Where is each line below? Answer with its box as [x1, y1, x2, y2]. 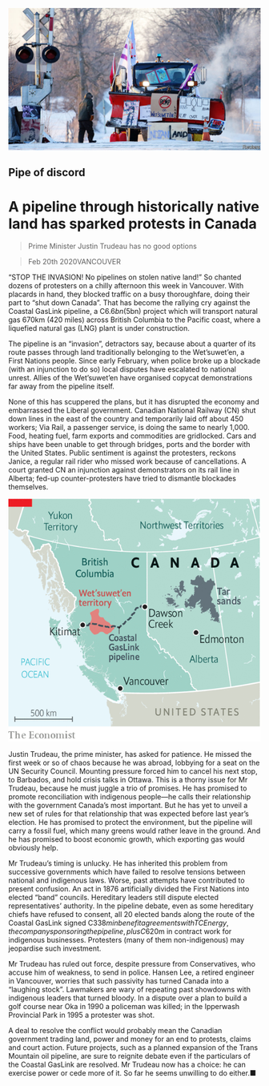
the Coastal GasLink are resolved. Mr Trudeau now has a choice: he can [8, 1060, 246, 1069]
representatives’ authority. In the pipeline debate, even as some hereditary [8, 901, 254, 911]
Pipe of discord [8, 165, 86, 179]
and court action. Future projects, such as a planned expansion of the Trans [8, 1043, 259, 1052]
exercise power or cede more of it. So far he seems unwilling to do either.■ [8, 1068, 257, 1078]
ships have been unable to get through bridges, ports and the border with [8, 439, 251, 448]
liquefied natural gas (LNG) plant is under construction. [8, 323, 190, 332]
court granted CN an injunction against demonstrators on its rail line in [8, 465, 240, 474]
